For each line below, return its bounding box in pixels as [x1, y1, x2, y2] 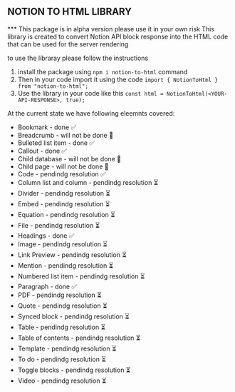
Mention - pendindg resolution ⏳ [17, 261, 114, 270]
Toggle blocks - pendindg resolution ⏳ [17, 366, 131, 374]
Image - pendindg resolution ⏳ [17, 239, 108, 248]
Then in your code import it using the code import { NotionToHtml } [17, 75, 219, 84]
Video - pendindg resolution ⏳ [17, 376, 107, 385]
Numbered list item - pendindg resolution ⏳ [17, 271, 145, 281]
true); [66, 96, 85, 104]
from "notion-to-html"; [17, 82, 89, 90]
